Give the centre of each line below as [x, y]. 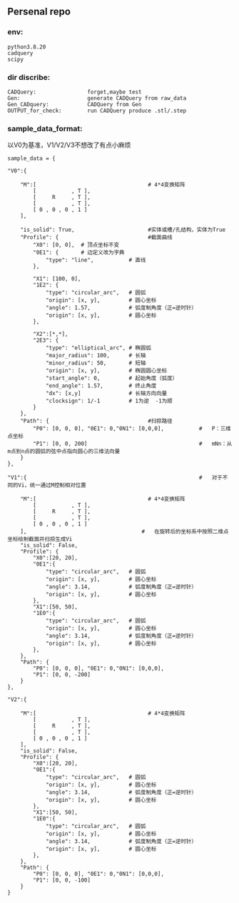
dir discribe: [29, 77]
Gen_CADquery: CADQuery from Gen [75, 104]
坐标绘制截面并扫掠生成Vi [40, 539]
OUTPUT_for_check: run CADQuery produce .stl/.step [97, 111]
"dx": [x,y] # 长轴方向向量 [106, 394]
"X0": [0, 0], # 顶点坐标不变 [76, 245]
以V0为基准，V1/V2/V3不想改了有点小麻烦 [69, 145]
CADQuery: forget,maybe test [75, 92]
